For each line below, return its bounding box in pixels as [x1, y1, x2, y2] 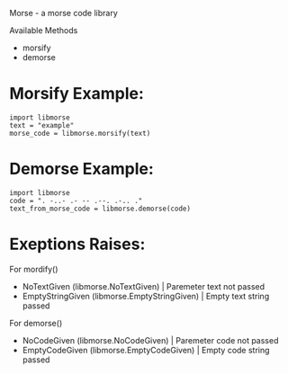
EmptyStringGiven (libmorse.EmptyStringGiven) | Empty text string [22, 290, 270, 301]
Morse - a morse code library [9, 8, 119, 18]
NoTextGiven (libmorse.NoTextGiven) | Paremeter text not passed [22, 280, 265, 291]
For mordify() [9, 263, 58, 274]
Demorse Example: [9, 159, 155, 179]
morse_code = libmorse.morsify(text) [9, 129, 151, 138]
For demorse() [9, 317, 63, 328]
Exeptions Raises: [9, 234, 146, 254]
